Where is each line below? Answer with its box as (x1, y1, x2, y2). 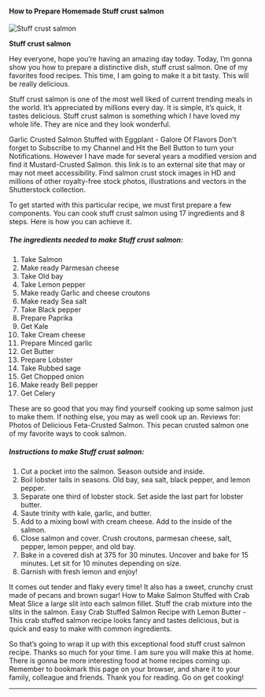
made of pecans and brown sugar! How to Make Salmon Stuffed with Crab (9, 591, 250, 600)
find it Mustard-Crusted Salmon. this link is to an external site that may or (9, 160, 246, 169)
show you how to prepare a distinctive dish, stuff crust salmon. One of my (9, 63, 248, 72)
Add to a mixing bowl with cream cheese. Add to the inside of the (20, 517, 233, 526)
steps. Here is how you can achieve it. (9, 217, 132, 227)
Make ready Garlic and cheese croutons (20, 288, 150, 298)
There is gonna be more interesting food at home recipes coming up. (9, 656, 232, 666)
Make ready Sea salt (20, 297, 87, 306)
